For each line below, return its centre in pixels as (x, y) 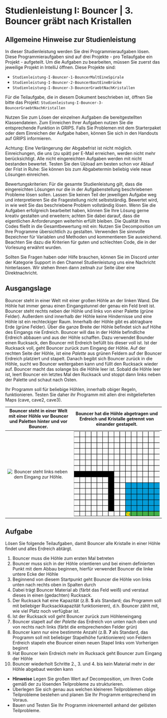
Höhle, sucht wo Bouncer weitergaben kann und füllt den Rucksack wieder (82, 364)
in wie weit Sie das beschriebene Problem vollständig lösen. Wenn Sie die (81, 205)
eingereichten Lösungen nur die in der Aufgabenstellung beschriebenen (79, 189)
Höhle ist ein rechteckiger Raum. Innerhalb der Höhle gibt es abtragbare (79, 321)
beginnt (20, 648)
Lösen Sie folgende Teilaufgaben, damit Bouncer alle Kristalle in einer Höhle (83, 544)
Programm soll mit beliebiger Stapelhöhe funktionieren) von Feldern (82, 638)
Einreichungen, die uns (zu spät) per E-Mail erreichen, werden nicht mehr (80, 153)
